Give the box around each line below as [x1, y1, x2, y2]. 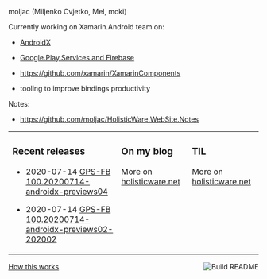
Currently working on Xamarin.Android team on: [8, 22, 165, 31]
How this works [8, 262, 60, 271]
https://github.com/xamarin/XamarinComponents [19, 68, 181, 78]
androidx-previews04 [25, 186, 109, 197]
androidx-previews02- [25, 223, 114, 234]
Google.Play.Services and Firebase [19, 53, 135, 62]
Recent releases [12, 145, 86, 158]
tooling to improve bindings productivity [19, 83, 151, 93]
